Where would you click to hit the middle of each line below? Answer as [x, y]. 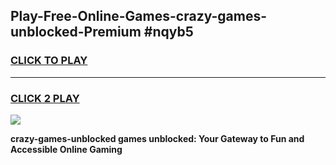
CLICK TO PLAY [49, 61]
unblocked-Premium [76, 32]
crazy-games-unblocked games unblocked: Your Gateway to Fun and [157, 138]
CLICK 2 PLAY [45, 98]
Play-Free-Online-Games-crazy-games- [139, 16]
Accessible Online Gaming [66, 149]
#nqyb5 [168, 32]
